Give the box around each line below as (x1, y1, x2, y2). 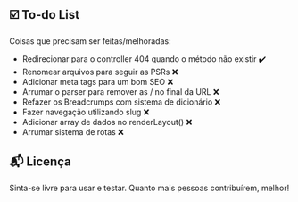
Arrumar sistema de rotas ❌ (21, 126, 125, 137)
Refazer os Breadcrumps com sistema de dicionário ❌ (21, 97, 221, 107)
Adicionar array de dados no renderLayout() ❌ (21, 116, 193, 127)
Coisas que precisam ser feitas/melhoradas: (9, 35, 171, 46)
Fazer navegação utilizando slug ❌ (21, 106, 150, 117)
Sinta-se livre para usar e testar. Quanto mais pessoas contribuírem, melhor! (9, 182, 290, 193)
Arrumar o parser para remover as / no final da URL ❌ (21, 86, 220, 97)
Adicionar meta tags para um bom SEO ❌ (21, 76, 174, 87)
